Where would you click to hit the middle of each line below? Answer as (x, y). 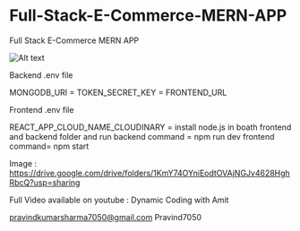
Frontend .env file (42, 109)
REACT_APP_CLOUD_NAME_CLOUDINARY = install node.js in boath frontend (150, 127)
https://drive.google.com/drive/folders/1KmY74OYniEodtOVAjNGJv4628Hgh (150, 173)
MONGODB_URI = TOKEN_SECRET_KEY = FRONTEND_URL (118, 92)
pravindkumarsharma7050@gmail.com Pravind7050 (106, 217)
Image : (23, 163)
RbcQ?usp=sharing (45, 182)
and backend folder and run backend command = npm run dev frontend (142, 136)
